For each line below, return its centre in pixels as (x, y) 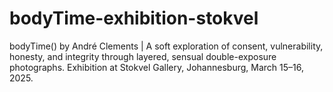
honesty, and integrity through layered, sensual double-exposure (143, 56)
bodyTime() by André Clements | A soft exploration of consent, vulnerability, (166, 46)
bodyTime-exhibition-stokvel (134, 18)
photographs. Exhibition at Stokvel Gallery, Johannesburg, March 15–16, (156, 67)
